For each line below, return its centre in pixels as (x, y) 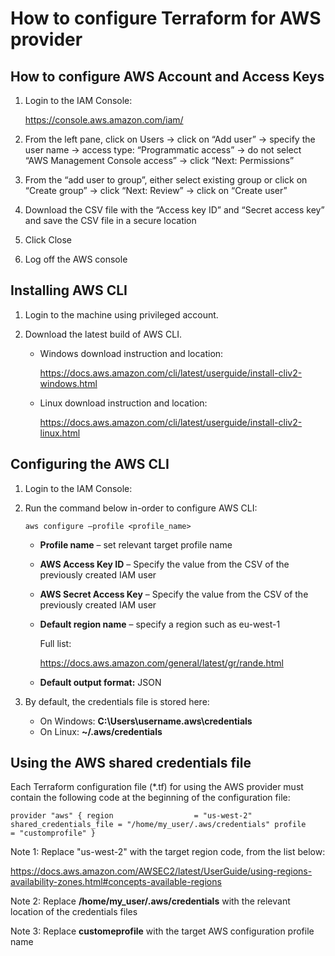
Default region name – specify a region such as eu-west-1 (160, 624)
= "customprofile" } (53, 833)
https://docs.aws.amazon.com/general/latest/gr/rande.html (161, 663)
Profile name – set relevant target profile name (136, 544)
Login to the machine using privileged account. (121, 314)
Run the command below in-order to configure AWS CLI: (141, 508)
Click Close (48, 240)
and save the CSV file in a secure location (110, 220)
